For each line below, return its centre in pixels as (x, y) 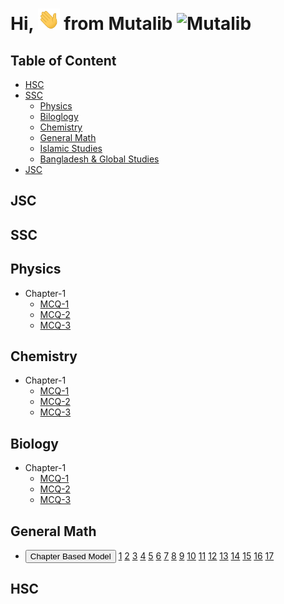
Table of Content (63, 60)
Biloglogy (59, 116)
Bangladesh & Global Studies (99, 159)
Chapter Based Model (70, 556)
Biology (34, 443)
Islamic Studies (71, 148)
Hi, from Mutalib (91, 24)
